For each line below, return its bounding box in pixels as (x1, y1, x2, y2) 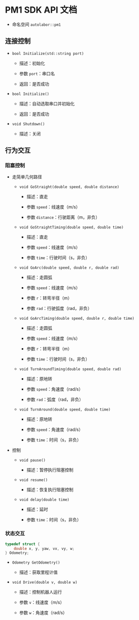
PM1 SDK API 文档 (5, 4, 77, 16)
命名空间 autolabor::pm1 (12, 21, 61, 27)
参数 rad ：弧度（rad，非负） (26, 396, 84, 402)
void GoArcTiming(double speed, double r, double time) (19, 316, 135, 321)
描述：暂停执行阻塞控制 (26, 467, 74, 473)
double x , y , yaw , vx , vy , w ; (14, 546, 75, 551)
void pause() (19, 458, 46, 463)
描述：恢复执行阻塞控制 (26, 487, 74, 493)
